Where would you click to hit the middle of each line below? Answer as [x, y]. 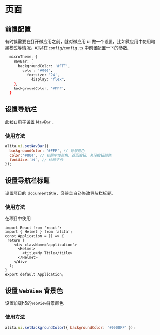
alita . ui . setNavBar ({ [27, 146]
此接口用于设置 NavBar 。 [31, 122]
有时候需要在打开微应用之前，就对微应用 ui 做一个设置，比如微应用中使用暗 [80, 42]
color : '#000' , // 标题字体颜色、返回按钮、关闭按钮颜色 [60, 155]
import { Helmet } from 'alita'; [39, 232]
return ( [16, 241]
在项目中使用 [18, 218]
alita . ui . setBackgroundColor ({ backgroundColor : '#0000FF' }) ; [70, 327]
